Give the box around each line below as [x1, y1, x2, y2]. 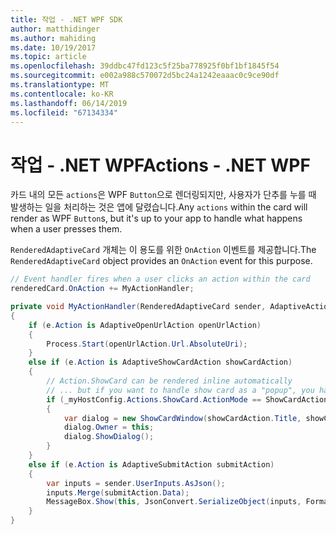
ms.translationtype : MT [10, 80, 110, 90]
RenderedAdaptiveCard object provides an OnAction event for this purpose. [10, 255, 313, 267]
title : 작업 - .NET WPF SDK [10, 14, 123, 25]
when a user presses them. [10, 223, 123, 235]
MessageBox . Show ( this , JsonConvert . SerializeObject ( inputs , [46, 497, 302, 507]
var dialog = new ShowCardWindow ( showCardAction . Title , [63, 413, 302, 423]
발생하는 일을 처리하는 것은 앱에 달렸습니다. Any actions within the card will [10, 201, 308, 213]
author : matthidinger [10, 24, 101, 34]
